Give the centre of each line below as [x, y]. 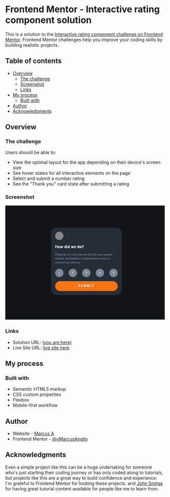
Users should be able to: [31, 152]
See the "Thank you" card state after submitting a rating [71, 184]
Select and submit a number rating [49, 178]
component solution [49, 20]
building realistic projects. [32, 45]
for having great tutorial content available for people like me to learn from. [82, 488]
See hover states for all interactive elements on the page [71, 173]
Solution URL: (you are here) [42, 342]
